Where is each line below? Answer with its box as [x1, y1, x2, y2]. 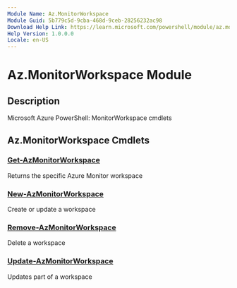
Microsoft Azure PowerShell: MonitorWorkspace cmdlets [7, 114, 172, 122]
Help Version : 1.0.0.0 [7, 30, 74, 37]
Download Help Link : [7, 23, 68, 30]
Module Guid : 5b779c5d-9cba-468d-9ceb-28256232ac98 [7, 17, 162, 24]
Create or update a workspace [7, 205, 97, 214]
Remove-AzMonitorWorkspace [7, 223, 116, 233]
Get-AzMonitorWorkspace [7, 155, 100, 165]
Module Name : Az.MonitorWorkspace [7, 10, 109, 18]
